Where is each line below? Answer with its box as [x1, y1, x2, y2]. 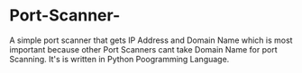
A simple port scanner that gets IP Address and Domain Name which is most [9, 35, 293, 45]
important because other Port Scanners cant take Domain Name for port [9, 44, 278, 54]
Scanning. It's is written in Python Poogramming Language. [9, 53, 230, 64]
